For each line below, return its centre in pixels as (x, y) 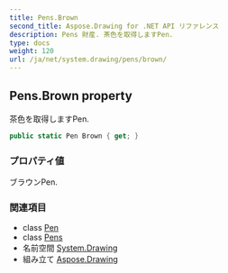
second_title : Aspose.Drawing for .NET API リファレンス (114, 26)
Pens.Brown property (71, 96)
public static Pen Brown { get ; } (74, 136)
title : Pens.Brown (44, 18)
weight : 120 (32, 51)
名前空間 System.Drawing (70, 248)
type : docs (30, 43)
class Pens (42, 237)
